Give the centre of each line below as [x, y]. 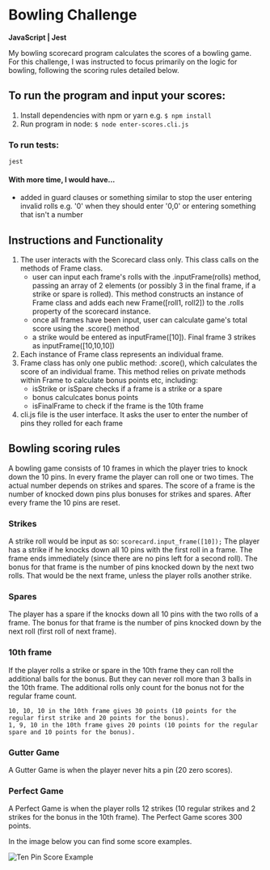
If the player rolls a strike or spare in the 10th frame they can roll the [121, 670]
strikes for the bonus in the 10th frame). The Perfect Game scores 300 [125, 817]
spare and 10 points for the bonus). [72, 732]
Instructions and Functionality [86, 240]
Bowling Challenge [73, 15]
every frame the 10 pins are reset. [64, 502]
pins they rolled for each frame [72, 424]
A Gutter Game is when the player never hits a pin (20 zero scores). [120, 770]
